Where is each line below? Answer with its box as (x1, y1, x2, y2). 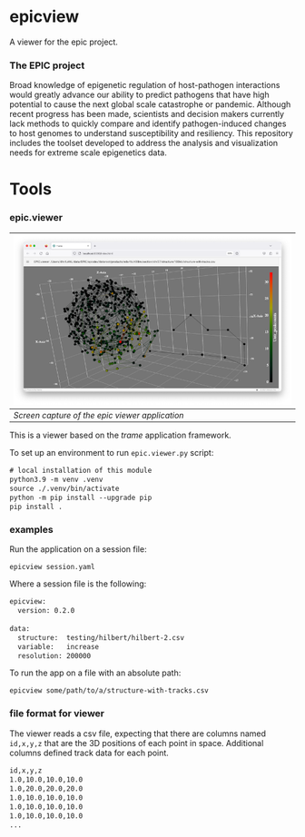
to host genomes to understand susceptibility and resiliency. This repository (9, 128, 293, 139)
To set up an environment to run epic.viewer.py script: (9, 448, 214, 458)
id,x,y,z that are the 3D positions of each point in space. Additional (9, 737, 264, 748)
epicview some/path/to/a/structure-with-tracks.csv (9, 686, 209, 695)
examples (9, 524, 54, 537)
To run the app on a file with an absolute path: (9, 667, 182, 678)
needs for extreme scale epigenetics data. (9, 147, 168, 158)
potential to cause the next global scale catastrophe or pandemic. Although (9, 99, 291, 110)
